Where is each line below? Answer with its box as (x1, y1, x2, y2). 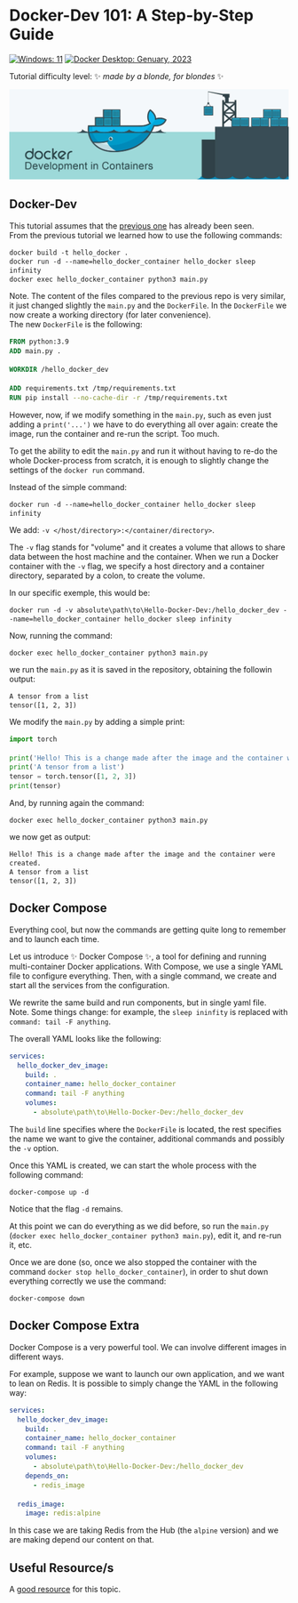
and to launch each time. (9, 933, 100, 944)
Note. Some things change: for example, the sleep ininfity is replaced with (9, 1006, 288, 1017)
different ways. (9, 1351, 64, 1362)
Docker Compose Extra (9, 1318, 140, 1333)
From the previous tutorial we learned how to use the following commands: (9, 230, 283, 240)
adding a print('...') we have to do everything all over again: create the (9, 419, 278, 430)
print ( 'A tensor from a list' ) (9, 762, 125, 772)
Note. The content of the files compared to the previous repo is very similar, (9, 290, 286, 301)
